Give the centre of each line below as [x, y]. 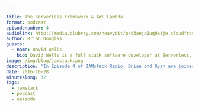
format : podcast [26, 22]
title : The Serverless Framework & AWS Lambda [65, 17]
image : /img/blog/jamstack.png [45, 61]
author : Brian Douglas [34, 39]
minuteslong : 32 [26, 77]
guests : [16, 44]
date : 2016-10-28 [28, 71]
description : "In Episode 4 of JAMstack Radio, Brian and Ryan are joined [100, 66]
